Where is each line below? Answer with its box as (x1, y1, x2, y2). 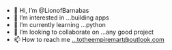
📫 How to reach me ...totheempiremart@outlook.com (13, 36, 165, 43)
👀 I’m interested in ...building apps (13, 14, 109, 22)
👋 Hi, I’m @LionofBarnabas (13, 7, 89, 14)
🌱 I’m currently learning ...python (13, 21, 106, 28)
